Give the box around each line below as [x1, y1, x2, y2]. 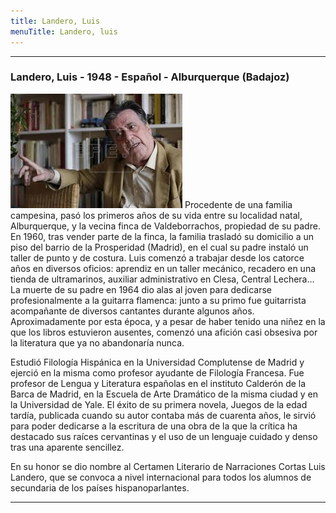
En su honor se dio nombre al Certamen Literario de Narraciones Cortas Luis [10, 460, 326, 472]
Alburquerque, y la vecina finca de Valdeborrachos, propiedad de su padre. [10, 220, 321, 232]
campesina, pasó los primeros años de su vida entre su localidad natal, [10, 209, 303, 221]
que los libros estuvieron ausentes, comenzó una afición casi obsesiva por [10, 326, 318, 338]
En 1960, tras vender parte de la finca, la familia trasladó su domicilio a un [10, 230, 314, 242]
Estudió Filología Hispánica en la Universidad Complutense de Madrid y [10, 356, 305, 368]
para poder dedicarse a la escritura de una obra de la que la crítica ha [10, 420, 298, 432]
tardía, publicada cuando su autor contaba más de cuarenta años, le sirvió [10, 409, 317, 421]
